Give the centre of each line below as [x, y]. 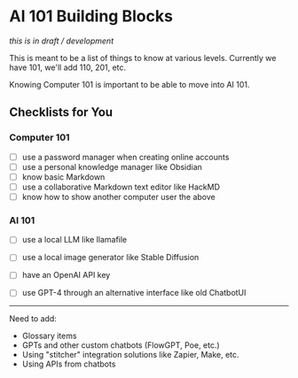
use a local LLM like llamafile [74, 240]
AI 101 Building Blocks [91, 16]
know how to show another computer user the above [118, 197]
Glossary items [49, 336]
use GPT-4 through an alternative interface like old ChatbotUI [134, 293]
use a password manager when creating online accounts [125, 157]
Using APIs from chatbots [69, 364]
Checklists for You [61, 112]
